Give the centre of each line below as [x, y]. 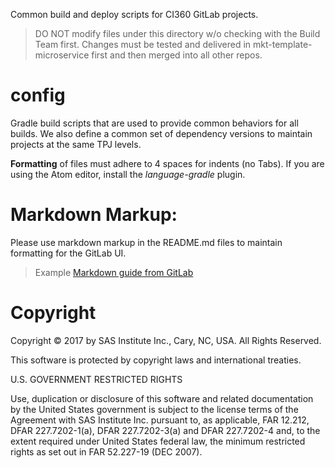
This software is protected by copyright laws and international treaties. [156, 360]
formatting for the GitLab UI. [68, 253]
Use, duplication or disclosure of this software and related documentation [162, 398]
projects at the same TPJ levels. [76, 144]
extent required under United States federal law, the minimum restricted [158, 441]
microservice [62, 55]
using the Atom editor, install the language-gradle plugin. [128, 174]
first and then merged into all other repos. [177, 55]
